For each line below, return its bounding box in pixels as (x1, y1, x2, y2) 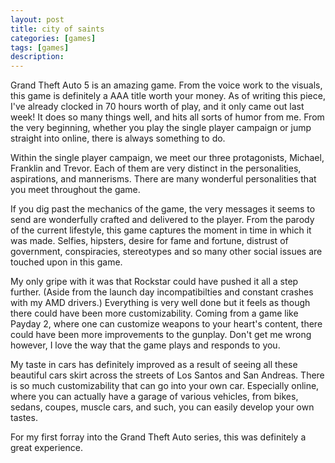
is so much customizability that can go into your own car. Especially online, (10, 380, 320, 392)
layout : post (10, 14, 65, 25)
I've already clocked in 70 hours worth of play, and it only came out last (10, 101, 305, 113)
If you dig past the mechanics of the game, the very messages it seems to (10, 203, 316, 215)
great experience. (10, 442, 83, 454)
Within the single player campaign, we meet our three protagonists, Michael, (10, 152, 325, 164)
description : (10, 52, 65, 62)
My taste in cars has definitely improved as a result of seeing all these (10, 359, 298, 371)
